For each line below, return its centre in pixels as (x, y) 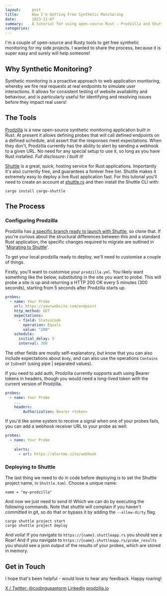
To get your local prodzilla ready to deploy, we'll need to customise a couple (83, 257)
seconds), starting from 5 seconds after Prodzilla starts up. (65, 288)
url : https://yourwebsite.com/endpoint (55, 306)
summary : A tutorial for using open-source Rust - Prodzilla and (78, 24)
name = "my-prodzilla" (29, 492)
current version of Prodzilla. (34, 384)
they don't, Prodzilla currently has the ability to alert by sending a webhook (82, 146)
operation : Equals (42, 325)
